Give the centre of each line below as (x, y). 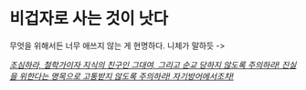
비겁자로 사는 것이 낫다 (89, 19)
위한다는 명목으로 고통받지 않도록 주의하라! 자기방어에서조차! (127, 76)
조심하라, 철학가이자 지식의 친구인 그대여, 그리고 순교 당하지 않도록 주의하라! (145, 65)
